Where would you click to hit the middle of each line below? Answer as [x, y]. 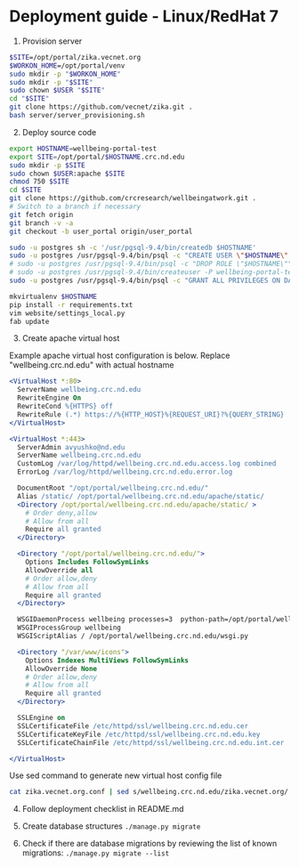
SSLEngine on [41, 718]
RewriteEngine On [49, 398]
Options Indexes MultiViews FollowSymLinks [107, 660]
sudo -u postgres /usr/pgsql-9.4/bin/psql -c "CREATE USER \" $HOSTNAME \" [149, 255]
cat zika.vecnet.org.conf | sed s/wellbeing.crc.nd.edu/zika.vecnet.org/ [149, 792]
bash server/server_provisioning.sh [77, 116]
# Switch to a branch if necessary [75, 207]
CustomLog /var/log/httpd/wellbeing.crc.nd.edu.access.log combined [147, 464]
